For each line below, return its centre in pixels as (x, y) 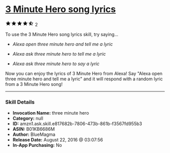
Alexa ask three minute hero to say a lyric (56, 64)
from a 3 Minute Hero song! (34, 84)
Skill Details (20, 102)
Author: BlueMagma (34, 134)
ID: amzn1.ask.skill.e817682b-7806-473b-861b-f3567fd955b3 (77, 124)
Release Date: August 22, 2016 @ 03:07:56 (58, 140)
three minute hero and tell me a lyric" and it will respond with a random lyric (84, 79)
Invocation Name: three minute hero (51, 113)
